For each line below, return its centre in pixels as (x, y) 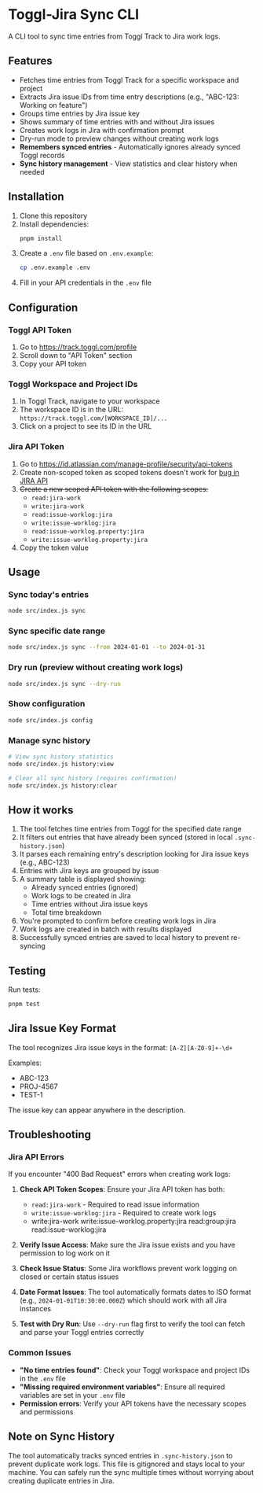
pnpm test (24, 1005)
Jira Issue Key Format (62, 1029)
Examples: (25, 1063)
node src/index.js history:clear (63, 785)
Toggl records (42, 155)
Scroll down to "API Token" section (76, 355)
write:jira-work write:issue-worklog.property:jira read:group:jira (134, 1222)
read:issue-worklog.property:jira (88, 531)
